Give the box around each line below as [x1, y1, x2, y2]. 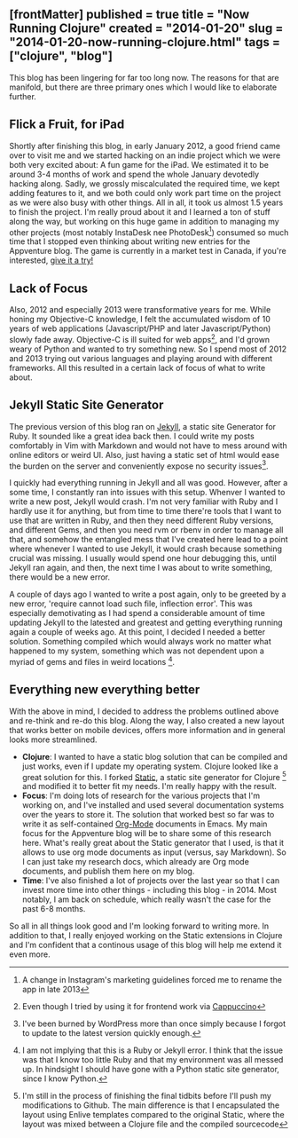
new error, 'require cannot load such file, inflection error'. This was [9, 598, 253, 609]
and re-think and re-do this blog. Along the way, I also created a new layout [9, 715, 285, 726]
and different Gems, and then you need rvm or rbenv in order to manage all [9, 525, 284, 535]
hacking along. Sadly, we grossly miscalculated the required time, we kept [9, 178, 280, 189]
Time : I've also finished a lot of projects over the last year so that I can [21, 875, 280, 886]
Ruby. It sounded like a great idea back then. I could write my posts [9, 431, 255, 441]
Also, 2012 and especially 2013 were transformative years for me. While [9, 304, 271, 315]
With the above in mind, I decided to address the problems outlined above [9, 706, 279, 716]
